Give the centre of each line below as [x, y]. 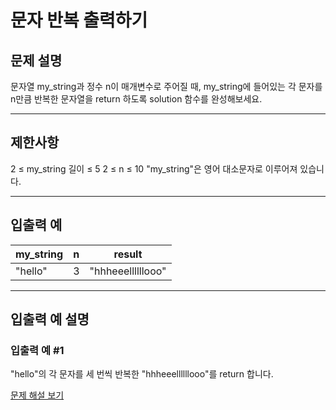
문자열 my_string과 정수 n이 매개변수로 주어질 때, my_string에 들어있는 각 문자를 [166, 86]
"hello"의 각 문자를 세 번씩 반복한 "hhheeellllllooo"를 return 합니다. [142, 374]
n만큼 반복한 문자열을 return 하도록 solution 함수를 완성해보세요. [136, 99]
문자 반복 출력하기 [79, 20]
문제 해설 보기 [37, 395]
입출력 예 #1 [37, 350]
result [128, 254]
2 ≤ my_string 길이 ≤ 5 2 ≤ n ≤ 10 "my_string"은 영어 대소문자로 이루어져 [154, 168]
